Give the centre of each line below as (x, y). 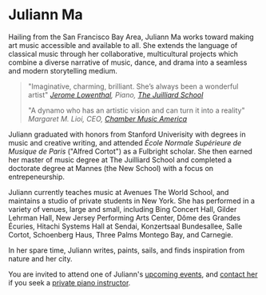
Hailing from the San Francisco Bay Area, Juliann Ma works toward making (131, 37)
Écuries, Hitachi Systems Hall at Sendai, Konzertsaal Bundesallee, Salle (125, 226)
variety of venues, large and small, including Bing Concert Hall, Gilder (123, 209)
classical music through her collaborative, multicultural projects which (123, 54)
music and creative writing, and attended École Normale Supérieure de (125, 142)
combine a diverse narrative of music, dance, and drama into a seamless (128, 62)
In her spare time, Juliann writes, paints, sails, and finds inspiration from (127, 250)
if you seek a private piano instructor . (69, 282)
